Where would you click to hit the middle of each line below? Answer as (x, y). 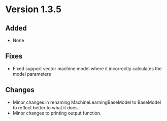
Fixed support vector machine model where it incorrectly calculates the (87, 68)
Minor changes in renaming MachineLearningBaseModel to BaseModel (87, 102)
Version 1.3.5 (34, 9)
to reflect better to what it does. (46, 107)
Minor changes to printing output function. (57, 113)
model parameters (32, 74)
